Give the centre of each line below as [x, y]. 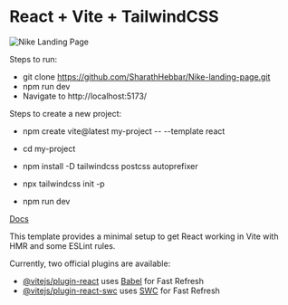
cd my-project [49, 148]
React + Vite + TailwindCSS [114, 17]
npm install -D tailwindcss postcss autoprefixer [110, 166]
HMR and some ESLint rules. [62, 245]
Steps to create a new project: [66, 113]
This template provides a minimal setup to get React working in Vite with [144, 236]
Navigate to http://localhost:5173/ [85, 96]
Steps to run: [34, 59]
